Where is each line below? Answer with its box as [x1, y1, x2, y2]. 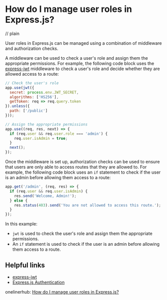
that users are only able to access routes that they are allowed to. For [5, 164, 147, 170]
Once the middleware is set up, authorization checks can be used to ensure [5, 159, 160, 165]
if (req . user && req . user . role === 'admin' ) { [9, 131, 108, 136]
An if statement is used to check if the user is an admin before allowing [12, 241, 160, 247]
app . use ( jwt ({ [5, 85, 35, 90]
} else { [9, 198, 28, 203]
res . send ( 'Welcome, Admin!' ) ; [14, 193, 77, 199]
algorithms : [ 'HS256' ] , [9, 95, 59, 100]
